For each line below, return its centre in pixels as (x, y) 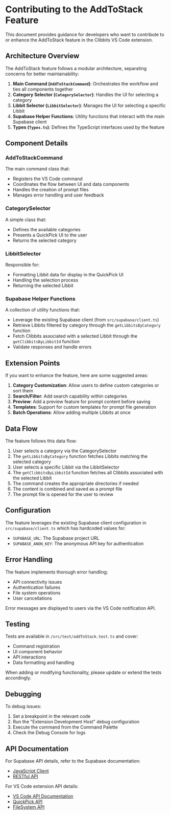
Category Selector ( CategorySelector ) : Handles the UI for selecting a (86, 94)
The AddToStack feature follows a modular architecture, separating (76, 68)
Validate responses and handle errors (52, 347)
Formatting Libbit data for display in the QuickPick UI (68, 275)
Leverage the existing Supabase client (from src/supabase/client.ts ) (86, 320)
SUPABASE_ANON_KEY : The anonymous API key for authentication (78, 543)
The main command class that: (38, 169)
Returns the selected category (44, 240)
